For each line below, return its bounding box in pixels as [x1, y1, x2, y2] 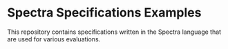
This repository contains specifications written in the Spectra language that [7, 28, 222, 36]
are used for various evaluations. [7, 35, 101, 43]
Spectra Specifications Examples [7, 5, 202, 21]
